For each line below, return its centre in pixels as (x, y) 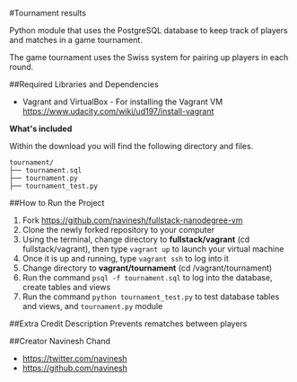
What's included (41, 129)
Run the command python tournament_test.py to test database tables (151, 297)
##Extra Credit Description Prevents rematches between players (128, 324)
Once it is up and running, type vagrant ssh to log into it (125, 258)
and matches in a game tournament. (76, 40)
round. (22, 67)
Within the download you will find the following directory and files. (131, 146)
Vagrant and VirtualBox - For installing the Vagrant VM (122, 102)
